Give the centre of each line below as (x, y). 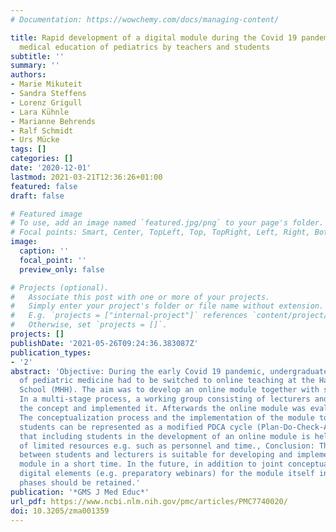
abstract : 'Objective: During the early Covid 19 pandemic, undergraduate (169, 371)
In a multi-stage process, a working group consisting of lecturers (165, 399)
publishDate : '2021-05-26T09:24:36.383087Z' (104, 343)
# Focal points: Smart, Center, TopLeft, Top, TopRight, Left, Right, (160, 232)
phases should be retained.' (80, 483)
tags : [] (28, 149)
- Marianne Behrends (53, 121)
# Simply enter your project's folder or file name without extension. (167, 306)
